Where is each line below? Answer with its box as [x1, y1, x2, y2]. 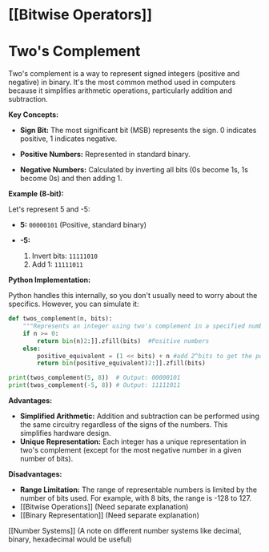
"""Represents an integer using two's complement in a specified [22, 322, 246, 330]
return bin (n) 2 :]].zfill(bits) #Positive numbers [37, 336, 210, 345]
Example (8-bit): [8, 189, 64, 199]
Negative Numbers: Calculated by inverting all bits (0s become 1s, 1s [19, 165, 248, 175]
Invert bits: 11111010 [31, 251, 98, 261]
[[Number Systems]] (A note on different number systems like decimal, [8, 526, 242, 535]
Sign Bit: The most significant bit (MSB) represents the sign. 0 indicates [19, 126, 257, 135]
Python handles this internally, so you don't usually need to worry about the [8, 291, 258, 300]
